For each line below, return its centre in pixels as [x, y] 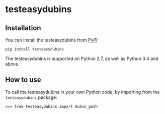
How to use [23, 80]
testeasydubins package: [31, 97]
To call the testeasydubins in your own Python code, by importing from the [82, 92]
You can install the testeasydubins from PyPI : [52, 40]
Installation [23, 28]
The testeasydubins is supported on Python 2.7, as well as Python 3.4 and [82, 59]
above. [12, 64]
